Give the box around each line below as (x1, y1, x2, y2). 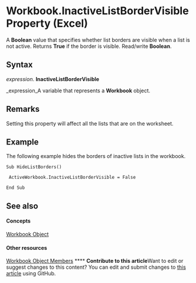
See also (6, 201, 38, 211)
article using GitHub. (6, 270, 56, 277)
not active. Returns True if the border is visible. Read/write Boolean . (6, 43, 172, 50)
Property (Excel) (6, 17, 89, 30)
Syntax (6, 60, 33, 70)
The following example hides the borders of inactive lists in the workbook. (6, 153, 186, 160)
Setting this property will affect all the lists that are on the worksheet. (6, 120, 174, 127)
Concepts (6, 217, 31, 224)
